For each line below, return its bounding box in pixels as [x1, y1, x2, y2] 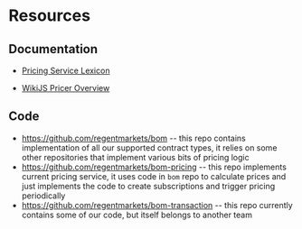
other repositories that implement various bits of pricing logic [21, 151, 250, 162]
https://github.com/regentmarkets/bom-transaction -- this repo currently [21, 199, 293, 210]
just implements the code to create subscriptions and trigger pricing [21, 180, 276, 191]
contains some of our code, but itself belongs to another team [21, 209, 252, 220]
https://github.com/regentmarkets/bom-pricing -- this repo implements [21, 161, 287, 172]
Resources [8, 5, 91, 26]
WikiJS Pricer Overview [21, 83, 110, 93]
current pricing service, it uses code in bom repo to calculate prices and [21, 170, 287, 181]
